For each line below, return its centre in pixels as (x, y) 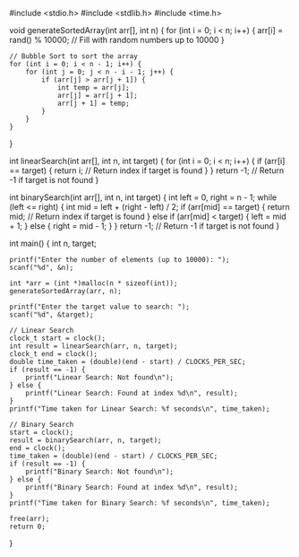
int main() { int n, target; (53, 243)
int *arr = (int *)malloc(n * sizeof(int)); (94, 283)
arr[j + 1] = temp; (93, 103)
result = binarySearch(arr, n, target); (86, 440)
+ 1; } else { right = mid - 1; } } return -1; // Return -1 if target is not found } (145, 226)
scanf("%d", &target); (51, 315)
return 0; (28, 527)
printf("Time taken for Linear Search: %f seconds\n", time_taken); (140, 409)
